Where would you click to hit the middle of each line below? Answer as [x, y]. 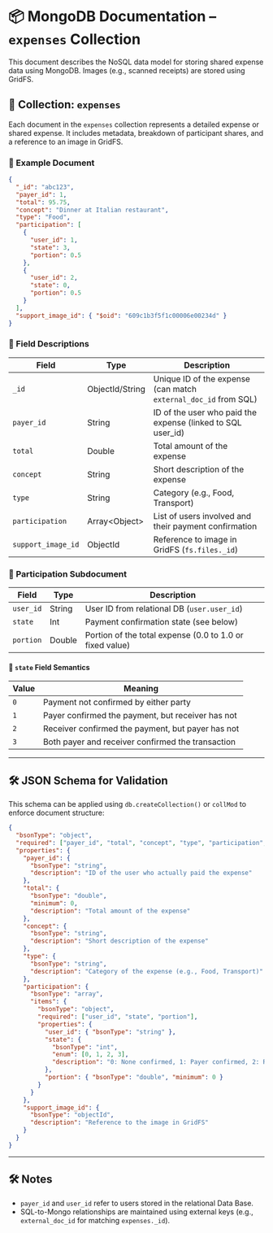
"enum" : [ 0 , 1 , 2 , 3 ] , [90, 1055]
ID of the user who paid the [205, 412]
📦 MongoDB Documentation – [113, 17]
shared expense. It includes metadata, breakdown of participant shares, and [136, 133]
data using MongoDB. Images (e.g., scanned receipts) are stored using [127, 70]
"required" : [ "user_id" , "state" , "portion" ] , [118, 1017]
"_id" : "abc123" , [45, 187]
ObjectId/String [116, 389]
